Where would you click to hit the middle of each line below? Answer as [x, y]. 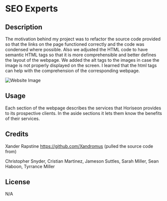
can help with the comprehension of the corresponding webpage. [73, 71]
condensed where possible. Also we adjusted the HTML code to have [77, 50]
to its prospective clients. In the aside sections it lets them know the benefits [83, 113]
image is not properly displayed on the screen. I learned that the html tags [81, 65]
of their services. [23, 118]
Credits [17, 134]
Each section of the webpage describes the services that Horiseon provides [83, 108]
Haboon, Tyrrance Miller [30, 166]
